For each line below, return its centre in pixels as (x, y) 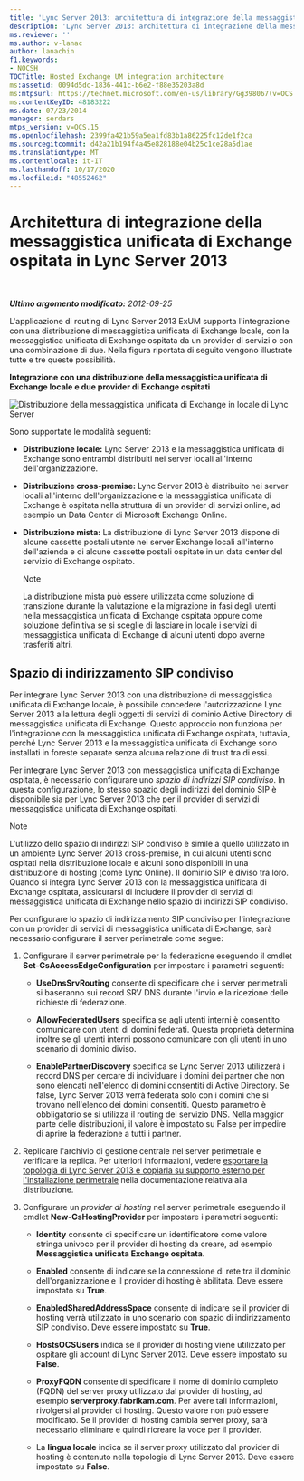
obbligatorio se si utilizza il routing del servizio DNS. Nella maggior (160, 1114)
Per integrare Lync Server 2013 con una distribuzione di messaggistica (141, 695)
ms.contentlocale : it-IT (56, 161)
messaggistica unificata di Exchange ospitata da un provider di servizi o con (152, 341)
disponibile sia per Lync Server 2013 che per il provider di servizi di (134, 799)
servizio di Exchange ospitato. (79, 562)
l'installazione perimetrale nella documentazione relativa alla (135, 1180)
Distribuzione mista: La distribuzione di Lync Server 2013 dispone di (151, 533)
